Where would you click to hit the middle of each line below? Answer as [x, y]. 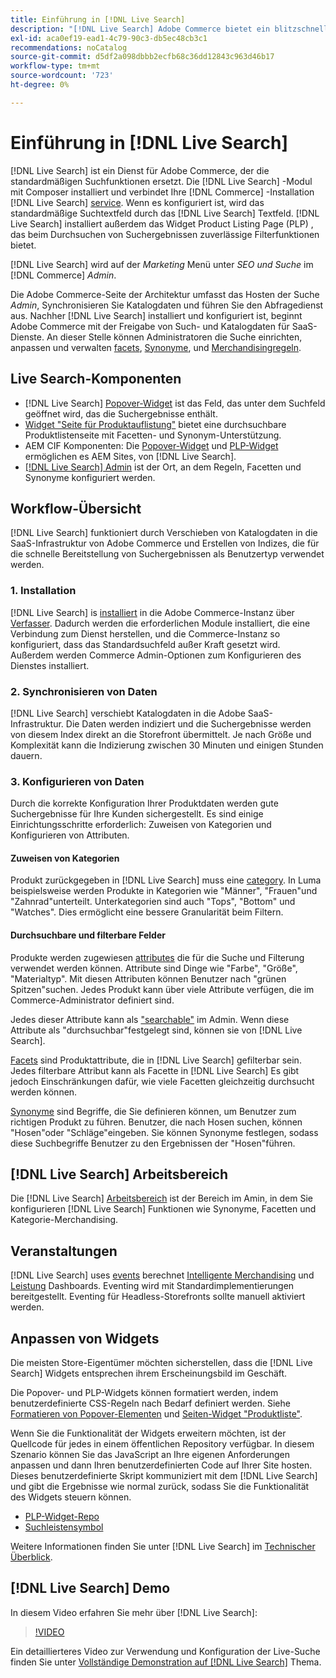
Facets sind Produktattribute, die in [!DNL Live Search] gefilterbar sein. [156, 1060]
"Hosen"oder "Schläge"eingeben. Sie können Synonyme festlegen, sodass [164, 1132]
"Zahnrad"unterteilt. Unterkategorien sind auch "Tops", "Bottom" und [153, 902]
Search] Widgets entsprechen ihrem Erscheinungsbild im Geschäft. [149, 1373]
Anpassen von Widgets [85, 1338]
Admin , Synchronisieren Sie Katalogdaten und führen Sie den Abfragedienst [167, 305]
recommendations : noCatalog [69, 47]
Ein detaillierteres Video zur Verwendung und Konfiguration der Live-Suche [165, 1651]
